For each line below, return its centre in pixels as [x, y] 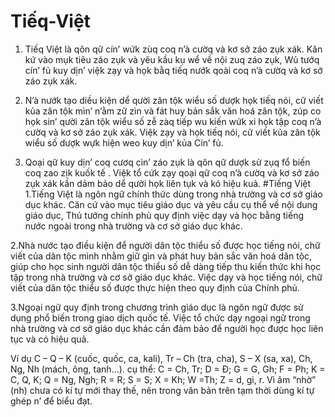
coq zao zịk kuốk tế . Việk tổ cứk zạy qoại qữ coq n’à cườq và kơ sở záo [172, 172]
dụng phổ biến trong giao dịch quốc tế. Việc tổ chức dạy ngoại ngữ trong [160, 317]
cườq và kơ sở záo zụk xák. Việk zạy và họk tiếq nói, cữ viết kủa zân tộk [172, 132]
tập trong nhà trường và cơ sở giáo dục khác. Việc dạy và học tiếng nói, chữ [166, 277]
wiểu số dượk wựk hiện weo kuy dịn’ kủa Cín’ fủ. [124, 142]
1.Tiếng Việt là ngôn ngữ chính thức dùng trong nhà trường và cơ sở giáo [173, 194]
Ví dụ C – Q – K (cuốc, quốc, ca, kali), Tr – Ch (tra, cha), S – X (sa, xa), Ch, [161, 358]
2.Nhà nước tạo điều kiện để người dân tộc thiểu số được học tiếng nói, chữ [165, 245]
